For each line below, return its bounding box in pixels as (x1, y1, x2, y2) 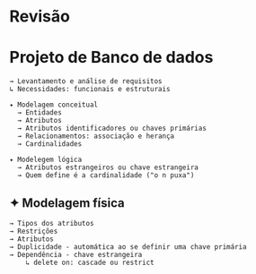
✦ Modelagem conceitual (9, 100, 99, 109)
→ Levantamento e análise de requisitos (9, 77, 163, 86)
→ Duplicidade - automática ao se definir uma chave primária (9, 242, 247, 252)
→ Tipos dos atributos (9, 218, 94, 227)
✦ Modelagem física (9, 195, 125, 210)
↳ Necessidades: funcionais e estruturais (9, 85, 171, 94)
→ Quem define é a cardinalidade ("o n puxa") (17, 171, 195, 180)
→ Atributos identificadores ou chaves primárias (17, 124, 207, 133)
